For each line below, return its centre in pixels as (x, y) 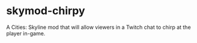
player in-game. (26, 33)
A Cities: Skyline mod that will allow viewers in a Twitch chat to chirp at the (98, 27)
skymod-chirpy (46, 11)
